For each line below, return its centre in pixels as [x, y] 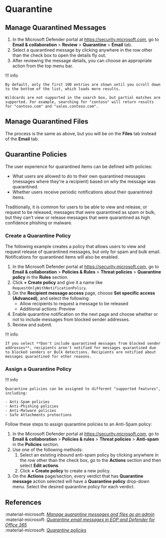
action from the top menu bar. [43, 66]
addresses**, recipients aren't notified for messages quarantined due [81, 348]
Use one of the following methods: [48, 450]
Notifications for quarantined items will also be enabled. [62, 257]
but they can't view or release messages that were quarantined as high [78, 217]
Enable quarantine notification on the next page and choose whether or [85, 314]
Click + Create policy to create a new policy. [65, 471]
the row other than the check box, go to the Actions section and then [90, 460]
